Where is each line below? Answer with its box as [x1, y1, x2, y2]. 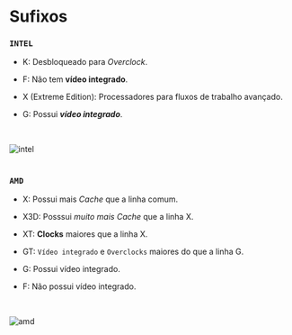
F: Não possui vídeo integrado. [22, 281, 137, 292]
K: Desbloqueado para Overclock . [22, 57, 148, 68]
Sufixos [9, 6, 68, 27]
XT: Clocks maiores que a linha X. [22, 229, 148, 240]
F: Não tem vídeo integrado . [22, 74, 128, 85]
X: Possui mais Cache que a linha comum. [22, 194, 179, 204]
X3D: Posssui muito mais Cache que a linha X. [22, 212, 194, 222]
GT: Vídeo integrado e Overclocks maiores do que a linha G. [22, 246, 244, 258]
